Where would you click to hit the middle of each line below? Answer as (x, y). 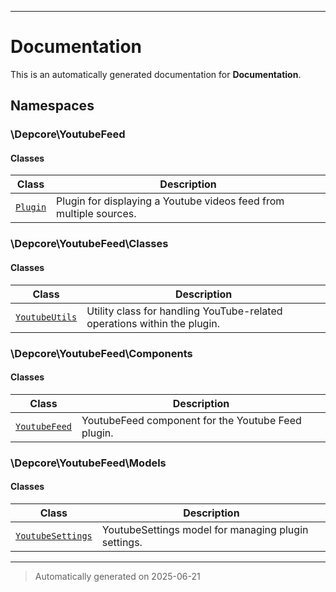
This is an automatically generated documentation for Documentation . (156, 74)
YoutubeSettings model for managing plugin (205, 529)
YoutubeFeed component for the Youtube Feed (191, 420)
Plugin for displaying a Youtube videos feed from (170, 201)
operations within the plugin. (153, 323)
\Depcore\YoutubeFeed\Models (88, 463)
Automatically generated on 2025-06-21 (117, 576)
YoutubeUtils (46, 317)
